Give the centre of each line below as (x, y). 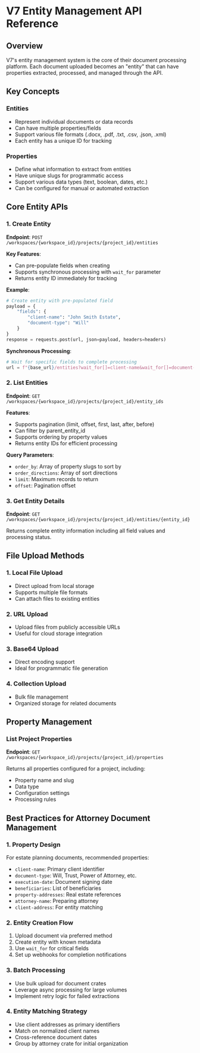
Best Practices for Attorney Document (78, 818)
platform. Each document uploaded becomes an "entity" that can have (93, 66)
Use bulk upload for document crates (60, 983)
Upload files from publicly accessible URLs (67, 627)
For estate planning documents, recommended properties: (78, 857)
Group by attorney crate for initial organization (71, 1043)
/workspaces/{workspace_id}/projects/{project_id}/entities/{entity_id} (98, 520)
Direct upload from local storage (54, 586)
